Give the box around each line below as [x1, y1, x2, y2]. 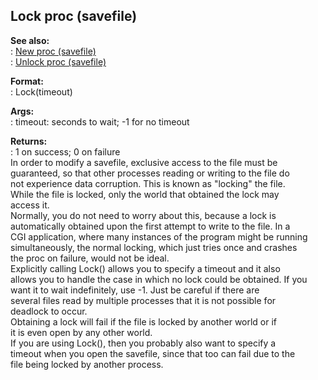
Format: [10, 75, 44, 87]
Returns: [10, 135, 48, 147]
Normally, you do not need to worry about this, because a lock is [10, 209, 277, 221]
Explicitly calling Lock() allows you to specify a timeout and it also [10, 262, 281, 274]
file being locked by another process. [10, 358, 164, 370]
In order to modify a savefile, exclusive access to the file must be [10, 156, 278, 168]
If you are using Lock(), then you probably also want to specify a [10, 337, 277, 349]
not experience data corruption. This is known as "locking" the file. [10, 177, 286, 189]
